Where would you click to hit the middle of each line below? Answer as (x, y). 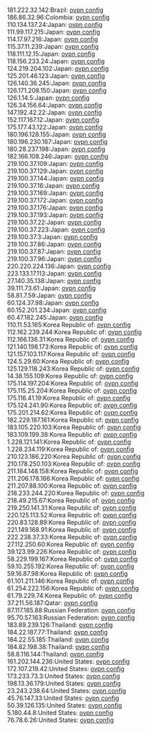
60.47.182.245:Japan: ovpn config (55, 317)
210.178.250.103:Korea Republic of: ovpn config (74, 464)
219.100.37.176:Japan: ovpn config (55, 207)
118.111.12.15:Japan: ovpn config (51, 54)
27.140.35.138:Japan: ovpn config (54, 281)
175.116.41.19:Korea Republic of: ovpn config (69, 398)
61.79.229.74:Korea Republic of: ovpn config (70, 596)
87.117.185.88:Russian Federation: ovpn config (71, 610)
